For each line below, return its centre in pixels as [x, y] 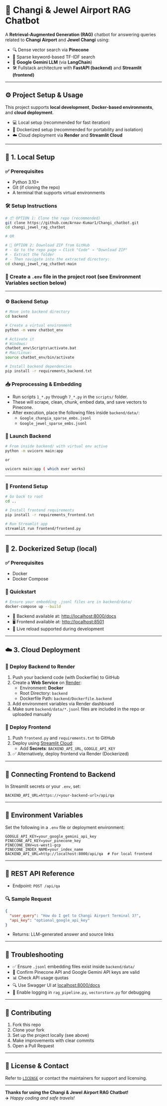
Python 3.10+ [26, 182]
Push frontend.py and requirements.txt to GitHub [64, 738]
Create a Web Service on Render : [47, 682]
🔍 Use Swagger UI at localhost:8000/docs [56, 985]
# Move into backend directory [38, 312]
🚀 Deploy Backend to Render [40, 667]
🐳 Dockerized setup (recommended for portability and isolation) [78, 129]
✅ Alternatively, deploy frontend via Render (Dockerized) [71, 754]
